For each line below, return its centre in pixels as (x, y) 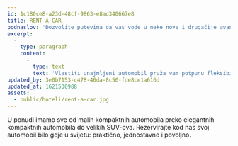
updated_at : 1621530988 (42, 86)
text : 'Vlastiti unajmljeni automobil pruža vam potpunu (118, 73)
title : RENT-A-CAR (34, 21)
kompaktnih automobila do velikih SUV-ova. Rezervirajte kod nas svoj (108, 127)
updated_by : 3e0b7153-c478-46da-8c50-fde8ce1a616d (84, 80)
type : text (49, 67)
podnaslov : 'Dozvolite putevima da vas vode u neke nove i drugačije (112, 27)
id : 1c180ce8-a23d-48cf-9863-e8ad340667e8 (71, 14)
